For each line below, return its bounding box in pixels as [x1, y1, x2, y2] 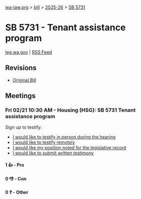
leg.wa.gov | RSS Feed [5, 49, 52, 55]
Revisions [5, 64, 37, 72]
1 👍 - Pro [5, 162, 24, 168]
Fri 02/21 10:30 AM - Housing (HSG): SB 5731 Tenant [5, 107, 136, 114]
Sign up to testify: [5, 124, 42, 130]
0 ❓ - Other [5, 189, 29, 195]
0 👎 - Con [5, 175, 27, 181]
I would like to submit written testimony [12, 150, 94, 156]
